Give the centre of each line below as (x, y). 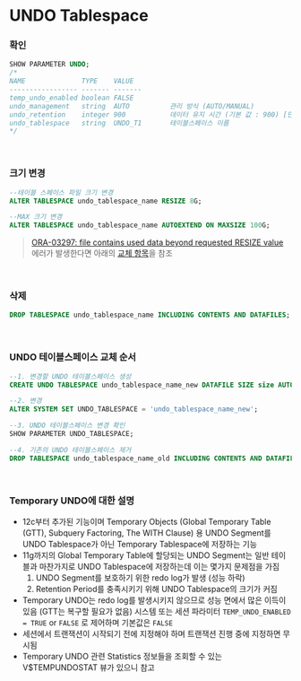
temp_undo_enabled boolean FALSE (72, 98)
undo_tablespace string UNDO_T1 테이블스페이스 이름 (119, 123)
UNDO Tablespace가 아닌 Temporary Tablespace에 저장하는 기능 (140, 544)
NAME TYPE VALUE (72, 82)
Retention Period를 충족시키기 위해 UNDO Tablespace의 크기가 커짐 (156, 589)
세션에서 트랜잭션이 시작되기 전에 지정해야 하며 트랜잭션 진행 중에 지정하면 (151, 633)
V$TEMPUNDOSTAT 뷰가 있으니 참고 (88, 667)
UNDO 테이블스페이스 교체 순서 (73, 357)
